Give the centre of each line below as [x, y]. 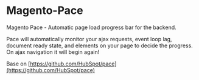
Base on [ [18, 64]
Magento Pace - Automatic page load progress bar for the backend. [91, 27]
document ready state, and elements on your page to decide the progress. [100, 45]
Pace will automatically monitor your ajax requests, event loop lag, [89, 39]
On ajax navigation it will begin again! [53, 52]
